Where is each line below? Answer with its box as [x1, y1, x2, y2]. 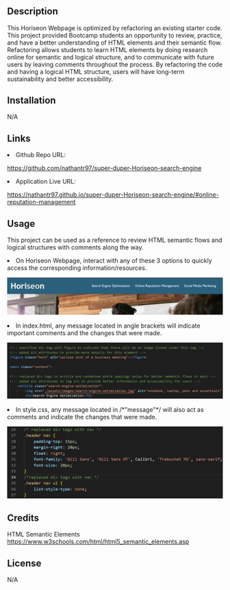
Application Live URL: [16, 177, 77, 186]
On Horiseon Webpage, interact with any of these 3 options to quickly [16, 256, 212, 265]
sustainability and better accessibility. [7, 75, 114, 83]
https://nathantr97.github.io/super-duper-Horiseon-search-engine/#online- [7, 190, 219, 199]
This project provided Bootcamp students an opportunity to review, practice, [7, 31, 222, 39]
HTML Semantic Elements [7, 530, 80, 539]
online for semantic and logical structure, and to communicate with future [7, 53, 214, 61]
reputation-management [7, 198, 76, 206]
